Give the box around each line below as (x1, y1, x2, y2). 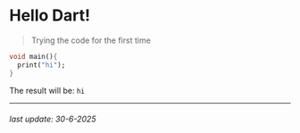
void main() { (9, 52, 58, 61)
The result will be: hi (9, 85, 85, 96)
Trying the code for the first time (30, 35, 152, 46)
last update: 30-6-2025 (9, 113, 96, 125)
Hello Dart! (9, 5, 91, 26)
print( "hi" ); (17, 60, 66, 70)
